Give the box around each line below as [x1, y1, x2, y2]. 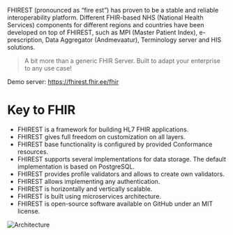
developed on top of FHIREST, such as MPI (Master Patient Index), [7, 28, 198, 36]
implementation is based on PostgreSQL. [17, 162, 135, 171]
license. [17, 206, 40, 215]
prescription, [7, 36, 44, 44]
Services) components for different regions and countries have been [7, 21, 204, 29]
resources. [17, 147, 49, 156]
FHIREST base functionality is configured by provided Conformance [17, 140, 213, 148]
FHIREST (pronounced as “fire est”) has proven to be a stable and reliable [7, 6, 219, 14]
